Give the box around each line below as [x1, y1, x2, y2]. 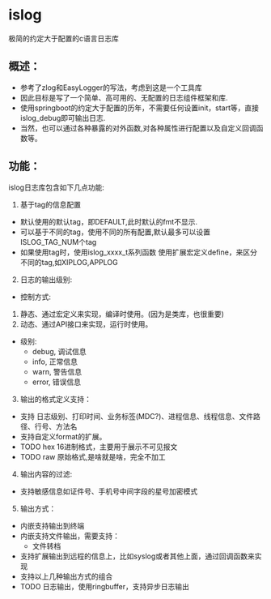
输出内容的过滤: [19, 469, 73, 479]
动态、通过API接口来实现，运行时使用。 [19, 319, 153, 329]
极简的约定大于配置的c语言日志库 [8, 33, 119, 43]
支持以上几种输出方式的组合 [19, 571, 113, 581]
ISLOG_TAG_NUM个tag [19, 237, 97, 246]
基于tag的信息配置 [19, 199, 81, 209]
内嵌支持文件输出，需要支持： [19, 531, 120, 541]
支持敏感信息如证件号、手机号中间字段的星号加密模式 [19, 486, 198, 496]
